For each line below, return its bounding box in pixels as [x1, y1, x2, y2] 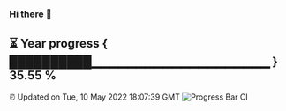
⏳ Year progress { [9, 36, 109, 51]
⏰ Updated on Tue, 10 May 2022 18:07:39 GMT [9, 92, 181, 102]
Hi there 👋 [9, 8, 53, 20]
